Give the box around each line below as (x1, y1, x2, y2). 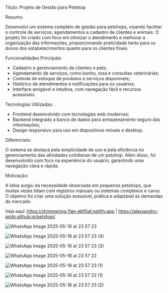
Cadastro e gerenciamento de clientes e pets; (12, 65, 107, 71)
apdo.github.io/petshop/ (5, 214, 55, 219)
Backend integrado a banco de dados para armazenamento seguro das (12, 116, 160, 123)
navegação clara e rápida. (5, 163, 59, 168)
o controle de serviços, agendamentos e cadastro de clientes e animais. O (5, 29, 159, 35)
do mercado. (5, 199, 32, 204)
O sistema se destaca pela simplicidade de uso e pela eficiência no (5, 147, 144, 153)
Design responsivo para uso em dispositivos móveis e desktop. (12, 127, 143, 133)
